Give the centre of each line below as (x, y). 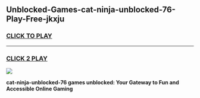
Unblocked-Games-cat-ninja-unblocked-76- (91, 10)
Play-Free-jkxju (35, 19)
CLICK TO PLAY (29, 36)
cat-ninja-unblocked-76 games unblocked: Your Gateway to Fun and (93, 82)
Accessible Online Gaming (40, 88)
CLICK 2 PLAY (27, 58)
